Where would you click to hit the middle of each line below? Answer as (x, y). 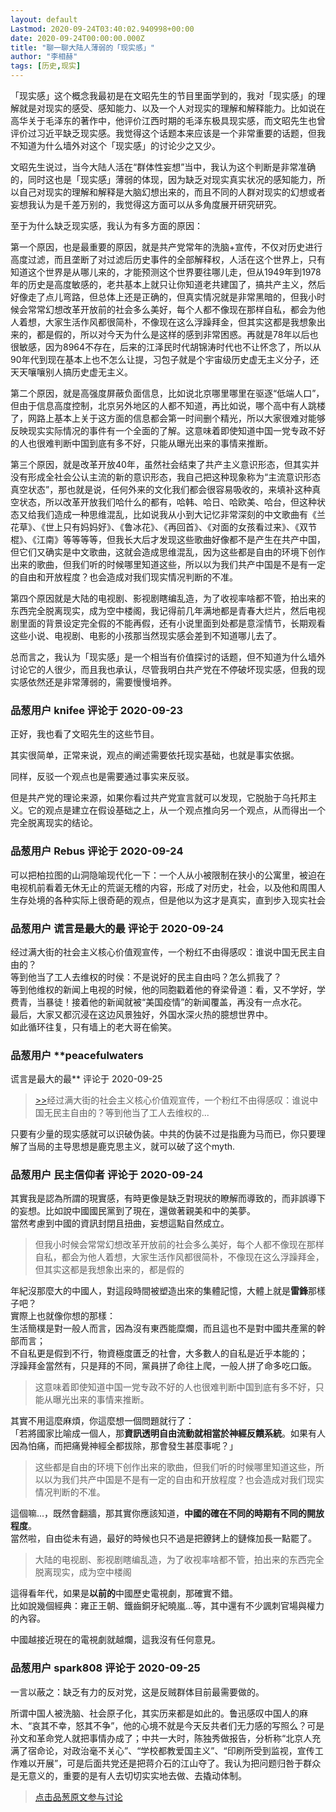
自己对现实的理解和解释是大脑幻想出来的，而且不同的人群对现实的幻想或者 (172, 192)
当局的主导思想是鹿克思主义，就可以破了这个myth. (131, 1147)
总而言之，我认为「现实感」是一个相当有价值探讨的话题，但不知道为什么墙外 (168, 657)
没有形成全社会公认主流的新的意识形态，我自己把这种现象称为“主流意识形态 (166, 477)
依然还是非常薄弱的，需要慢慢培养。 (102, 682)
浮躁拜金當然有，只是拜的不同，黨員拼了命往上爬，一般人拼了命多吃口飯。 (163, 1366)
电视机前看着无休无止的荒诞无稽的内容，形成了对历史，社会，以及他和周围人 (168, 887)
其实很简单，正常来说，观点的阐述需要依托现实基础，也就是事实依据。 (155, 755)
